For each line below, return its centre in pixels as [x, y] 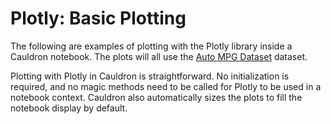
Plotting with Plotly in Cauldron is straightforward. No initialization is [150, 76]
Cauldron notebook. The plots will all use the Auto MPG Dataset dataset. [159, 56]
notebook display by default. [69, 108]
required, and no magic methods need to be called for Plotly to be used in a [166, 86]
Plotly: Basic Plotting [98, 18]
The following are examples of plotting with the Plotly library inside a [151, 46]
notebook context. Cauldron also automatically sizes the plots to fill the [156, 97]
